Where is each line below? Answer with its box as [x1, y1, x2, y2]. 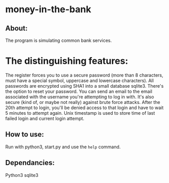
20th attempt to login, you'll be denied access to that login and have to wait [5, 104, 164, 111]
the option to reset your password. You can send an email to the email [5, 88, 153, 94]
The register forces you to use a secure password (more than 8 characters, [5, 72, 163, 78]
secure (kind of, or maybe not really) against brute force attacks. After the [5, 99, 160, 105]
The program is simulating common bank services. [5, 37, 112, 43]
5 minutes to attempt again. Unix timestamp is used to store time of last [5, 110, 155, 116]
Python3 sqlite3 [5, 172, 39, 178]
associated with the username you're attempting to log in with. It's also [5, 93, 154, 100]
